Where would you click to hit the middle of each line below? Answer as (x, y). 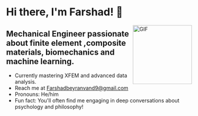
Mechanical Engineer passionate (68, 34)
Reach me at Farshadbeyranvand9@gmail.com (71, 88)
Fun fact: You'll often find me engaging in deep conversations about (97, 100)
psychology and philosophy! (49, 107)
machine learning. (40, 61)
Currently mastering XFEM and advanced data (71, 75)
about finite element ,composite (66, 43)
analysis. (25, 82)
